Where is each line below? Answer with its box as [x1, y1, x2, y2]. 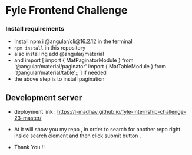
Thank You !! [14, 144, 45, 151]
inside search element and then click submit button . [14, 132, 141, 139]
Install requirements [5, 25, 65, 33]
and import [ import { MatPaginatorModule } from [14, 57, 134, 64]
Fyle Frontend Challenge [5, 4, 128, 17]
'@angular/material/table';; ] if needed [14, 69, 107, 77]
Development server [5, 93, 82, 103]
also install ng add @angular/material [14, 51, 104, 58]
